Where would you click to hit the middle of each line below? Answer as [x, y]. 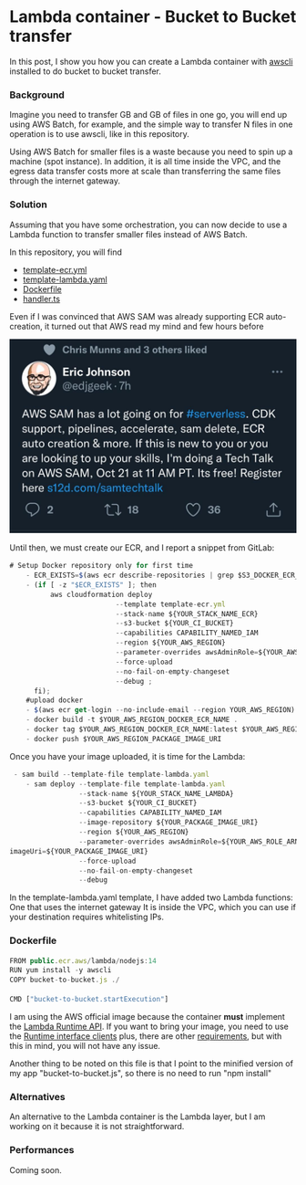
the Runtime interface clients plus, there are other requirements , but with [146, 1036]
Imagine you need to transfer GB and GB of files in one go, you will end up [148, 115]
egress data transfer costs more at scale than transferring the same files [145, 172]
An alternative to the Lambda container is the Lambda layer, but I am [138, 1117]
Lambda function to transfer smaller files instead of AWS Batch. [128, 234]
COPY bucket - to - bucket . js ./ [65, 980]
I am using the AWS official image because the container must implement [147, 1016]
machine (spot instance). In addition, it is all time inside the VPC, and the [145, 162]
